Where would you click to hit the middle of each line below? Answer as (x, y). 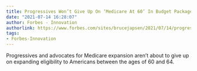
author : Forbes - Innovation (42, 22)
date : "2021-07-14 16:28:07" (42, 17)
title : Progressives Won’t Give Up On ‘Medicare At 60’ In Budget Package (99, 11)
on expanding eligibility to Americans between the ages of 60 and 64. (90, 62)
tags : (13, 33)
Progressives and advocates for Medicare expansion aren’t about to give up (98, 55)
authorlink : (21, 28)
